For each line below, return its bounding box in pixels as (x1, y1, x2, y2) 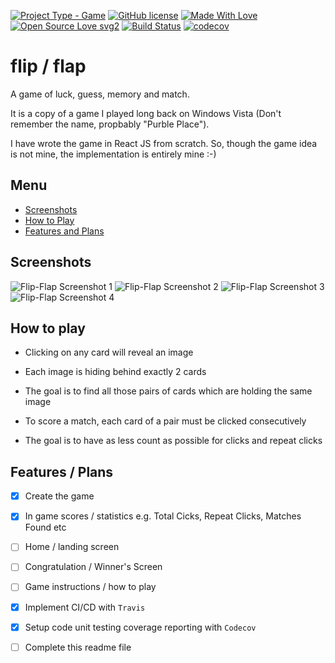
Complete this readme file (24, 641, 132, 653)
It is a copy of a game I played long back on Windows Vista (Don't (10, 107, 282, 119)
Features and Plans (24, 225, 105, 237)
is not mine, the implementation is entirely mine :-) (10, 148, 217, 160)
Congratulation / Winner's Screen (24, 561, 163, 573)
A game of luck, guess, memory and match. (10, 88, 190, 100)
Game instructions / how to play (24, 581, 157, 593)
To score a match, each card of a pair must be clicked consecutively (24, 415, 307, 427)
